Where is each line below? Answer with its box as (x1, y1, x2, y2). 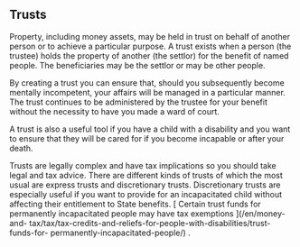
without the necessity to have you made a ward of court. (9, 105, 220, 116)
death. (9, 142, 33, 153)
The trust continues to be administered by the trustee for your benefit (9, 96, 268, 107)
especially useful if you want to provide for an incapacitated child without (9, 188, 283, 199)
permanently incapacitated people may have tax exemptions (9, 207, 234, 219)
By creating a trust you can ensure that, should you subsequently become (9, 77, 285, 88)
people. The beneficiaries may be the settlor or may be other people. (9, 59, 266, 70)
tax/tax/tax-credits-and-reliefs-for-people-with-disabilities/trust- (29, 217, 271, 228)
